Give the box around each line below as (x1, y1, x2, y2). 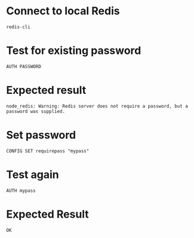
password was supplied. (6, 108, 66, 114)
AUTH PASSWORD (6, 63, 42, 69)
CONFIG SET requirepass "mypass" (6, 148, 90, 154)
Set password (6, 129, 76, 142)
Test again (6, 167, 59, 181)
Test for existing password (6, 44, 141, 57)
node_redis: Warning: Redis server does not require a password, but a (6, 103, 188, 109)
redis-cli (6, 24, 31, 30)
